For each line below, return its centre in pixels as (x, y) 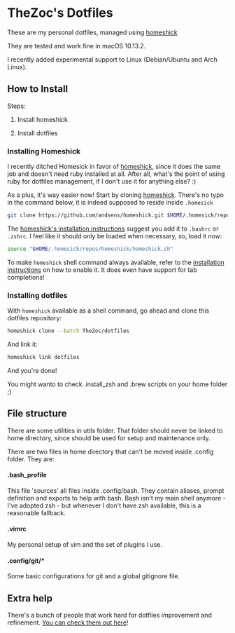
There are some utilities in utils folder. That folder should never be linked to (115, 430)
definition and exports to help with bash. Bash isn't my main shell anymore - (116, 498)
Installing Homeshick (44, 151)
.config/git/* (26, 560)
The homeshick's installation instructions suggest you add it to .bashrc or (113, 229)
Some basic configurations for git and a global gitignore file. (94, 576)
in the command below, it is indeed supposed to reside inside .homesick (110, 203)
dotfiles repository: (34, 318)
